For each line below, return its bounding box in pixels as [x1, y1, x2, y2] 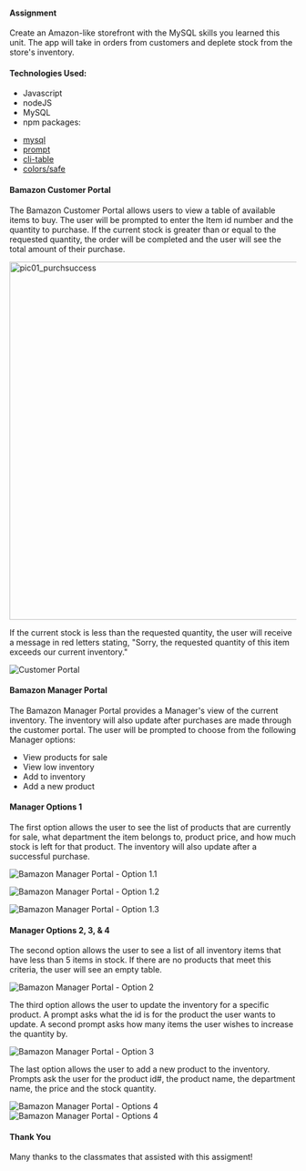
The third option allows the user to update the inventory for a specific [9, 1000, 270, 1011]
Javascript [22, 87, 63, 99]
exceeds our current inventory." [9, 647, 128, 657]
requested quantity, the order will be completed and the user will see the [9, 233, 282, 245]
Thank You [9, 1131, 52, 1142]
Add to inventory [22, 770, 86, 782]
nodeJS [22, 97, 53, 108]
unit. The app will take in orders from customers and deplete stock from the [9, 37, 293, 48]
